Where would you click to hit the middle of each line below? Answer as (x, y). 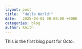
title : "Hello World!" (29, 14)
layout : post (18, 9)
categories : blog (23, 23)
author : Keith (20, 28)
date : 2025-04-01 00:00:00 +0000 (41, 18)
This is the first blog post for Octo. (40, 41)
